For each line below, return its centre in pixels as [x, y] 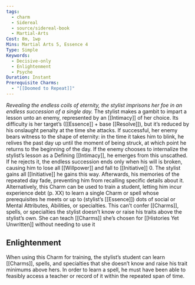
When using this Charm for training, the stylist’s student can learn [85, 257]
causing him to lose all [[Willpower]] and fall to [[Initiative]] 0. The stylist [93, 168]
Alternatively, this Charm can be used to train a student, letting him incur [94, 186]
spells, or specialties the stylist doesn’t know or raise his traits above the [94, 212]
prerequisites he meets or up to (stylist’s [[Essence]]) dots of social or [91, 199]
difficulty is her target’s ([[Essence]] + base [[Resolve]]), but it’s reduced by [98, 124]
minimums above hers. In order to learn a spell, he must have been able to [96, 270]
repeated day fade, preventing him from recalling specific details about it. [95, 180]
